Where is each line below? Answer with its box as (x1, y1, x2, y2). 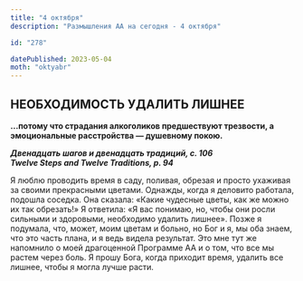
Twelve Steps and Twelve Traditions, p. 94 (10, 157, 175, 168)
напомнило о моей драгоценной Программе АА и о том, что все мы (10, 242, 275, 253)
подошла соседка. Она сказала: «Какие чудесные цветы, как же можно (10, 194, 289, 205)
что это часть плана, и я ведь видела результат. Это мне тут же (10, 232, 257, 243)
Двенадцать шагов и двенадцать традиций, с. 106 (10, 147, 213, 159)
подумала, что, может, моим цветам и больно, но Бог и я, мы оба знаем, (10, 223, 293, 234)
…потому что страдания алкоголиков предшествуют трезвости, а (10, 120, 275, 131)
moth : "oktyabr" (10, 63, 71, 73)
